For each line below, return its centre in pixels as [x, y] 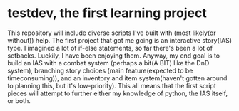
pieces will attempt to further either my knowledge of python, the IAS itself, [118, 93]
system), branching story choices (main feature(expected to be [100, 70]
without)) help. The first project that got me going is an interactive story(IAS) [120, 40]
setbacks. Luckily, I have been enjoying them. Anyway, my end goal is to [113, 55]
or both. [19, 100]
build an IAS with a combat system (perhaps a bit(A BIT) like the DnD [108, 63]
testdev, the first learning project [107, 13]
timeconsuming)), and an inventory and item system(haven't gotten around [117, 78]
